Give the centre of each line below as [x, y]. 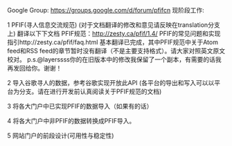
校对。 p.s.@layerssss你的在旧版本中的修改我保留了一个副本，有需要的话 [111, 60]
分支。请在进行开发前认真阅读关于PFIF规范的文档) [90, 91]
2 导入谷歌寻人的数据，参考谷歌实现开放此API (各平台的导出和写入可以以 [111, 83]
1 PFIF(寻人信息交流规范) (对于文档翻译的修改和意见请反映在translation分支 [114, 25]
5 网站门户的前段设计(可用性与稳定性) [61, 136]
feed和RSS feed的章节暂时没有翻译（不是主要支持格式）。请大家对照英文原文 [116, 51]
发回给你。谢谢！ [37, 68]
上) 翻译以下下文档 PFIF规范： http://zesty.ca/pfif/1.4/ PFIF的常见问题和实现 [114, 34]
